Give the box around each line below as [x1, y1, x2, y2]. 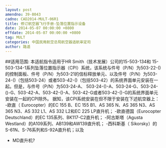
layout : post [5, 7, 32, 12]
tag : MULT [5, 35, 26, 40]
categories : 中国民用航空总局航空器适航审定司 [5, 40, 91, 45]
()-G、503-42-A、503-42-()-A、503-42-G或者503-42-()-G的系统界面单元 [5, 89, 159, 95]
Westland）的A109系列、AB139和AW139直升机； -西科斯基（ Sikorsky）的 [5, 120, 157, 127]
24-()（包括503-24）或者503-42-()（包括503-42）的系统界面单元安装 [5, 77, 150, 83]
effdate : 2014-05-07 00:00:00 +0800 [5, 30, 81, 35]
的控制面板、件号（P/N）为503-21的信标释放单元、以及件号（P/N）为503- [5, 71, 158, 77]
